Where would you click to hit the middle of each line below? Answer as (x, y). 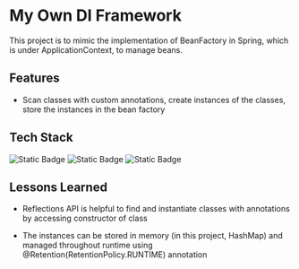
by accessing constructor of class (85, 218)
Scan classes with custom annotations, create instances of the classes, (154, 100)
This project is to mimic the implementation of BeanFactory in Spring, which (149, 40)
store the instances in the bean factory (94, 109)
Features (34, 78)
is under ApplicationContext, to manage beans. (96, 49)
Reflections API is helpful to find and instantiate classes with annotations (156, 209)
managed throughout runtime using (88, 245)
